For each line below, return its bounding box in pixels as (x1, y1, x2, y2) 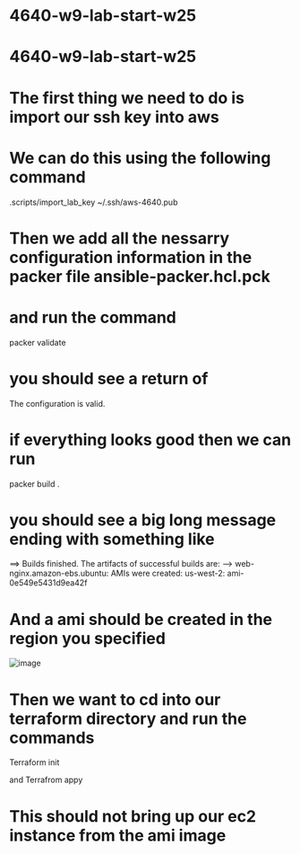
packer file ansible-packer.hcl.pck (9, 266, 270, 286)
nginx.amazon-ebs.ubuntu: (9, 568, 109, 579)
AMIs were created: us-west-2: (110, 568, 226, 579)
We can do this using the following (9, 147, 271, 168)
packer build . (9, 478, 60, 489)
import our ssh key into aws (9, 107, 219, 127)
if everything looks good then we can (9, 429, 292, 450)
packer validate (9, 337, 66, 348)
